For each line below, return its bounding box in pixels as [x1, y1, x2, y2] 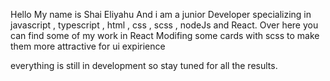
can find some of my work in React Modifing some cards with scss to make [10, 30, 320, 41]
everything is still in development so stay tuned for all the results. [10, 60, 278, 71]
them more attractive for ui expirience [10, 40, 166, 52]
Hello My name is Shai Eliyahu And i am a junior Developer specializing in [10, 9, 312, 20]
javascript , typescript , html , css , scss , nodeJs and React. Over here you [10, 19, 319, 31]
